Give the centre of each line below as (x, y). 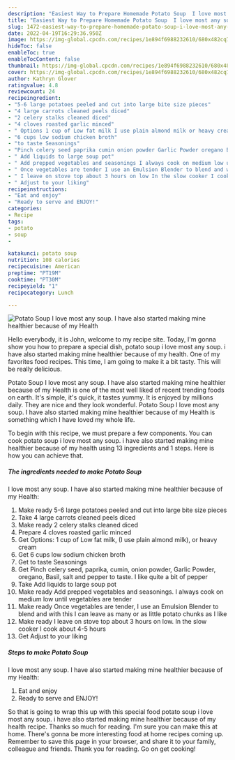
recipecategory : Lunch (41, 293)
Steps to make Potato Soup (48, 652)
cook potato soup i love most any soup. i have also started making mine (111, 441)
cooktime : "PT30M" (35, 279)
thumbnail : (24, 66)
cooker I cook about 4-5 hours (62, 629)
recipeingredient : (35, 98)
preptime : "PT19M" (35, 273)
